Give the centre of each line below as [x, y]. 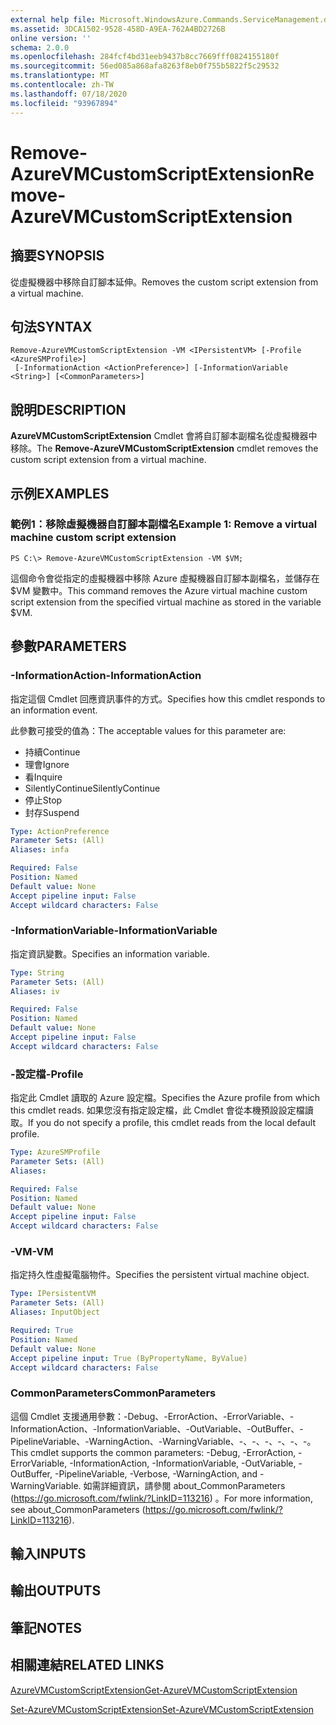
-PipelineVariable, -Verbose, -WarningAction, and [156, 1473]
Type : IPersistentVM [53, 1294]
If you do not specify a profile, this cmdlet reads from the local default [172, 1123]
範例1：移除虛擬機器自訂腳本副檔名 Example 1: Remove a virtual [164, 524]
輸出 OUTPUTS [56, 1591]
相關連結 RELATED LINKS [87, 1665]
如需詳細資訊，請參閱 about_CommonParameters [184, 1485]
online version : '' [51, 38]
